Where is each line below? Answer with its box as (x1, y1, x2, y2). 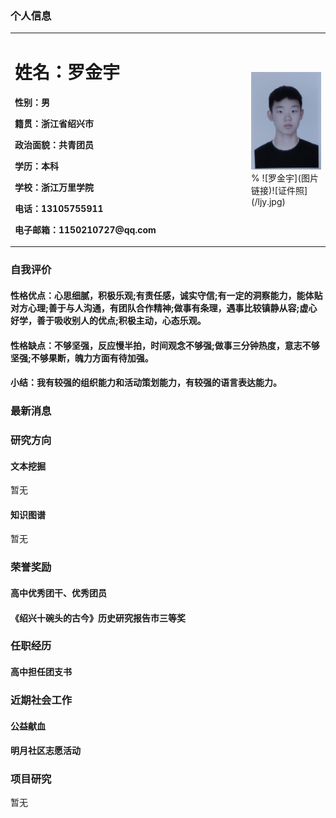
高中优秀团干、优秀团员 (10, 587, 107, 599)
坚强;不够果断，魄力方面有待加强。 (10, 352, 154, 364)
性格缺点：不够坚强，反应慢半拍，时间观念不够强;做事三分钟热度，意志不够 (10, 339, 320, 351)
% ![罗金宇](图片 (251, 172, 319, 184)
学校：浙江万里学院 (14, 181, 94, 193)
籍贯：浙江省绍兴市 (14, 117, 94, 129)
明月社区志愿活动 (10, 745, 81, 757)
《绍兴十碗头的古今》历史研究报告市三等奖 (10, 612, 186, 624)
